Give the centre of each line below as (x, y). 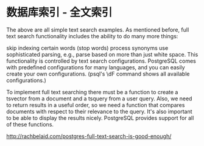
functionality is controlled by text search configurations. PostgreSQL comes (101, 61)
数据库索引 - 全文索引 (59, 12)
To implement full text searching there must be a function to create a (92, 92)
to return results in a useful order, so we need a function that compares (96, 105)
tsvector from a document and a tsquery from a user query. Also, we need (99, 99)
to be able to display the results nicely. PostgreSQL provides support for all (100, 118)
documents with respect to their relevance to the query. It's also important (100, 111)
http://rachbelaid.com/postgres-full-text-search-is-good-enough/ (89, 136)
